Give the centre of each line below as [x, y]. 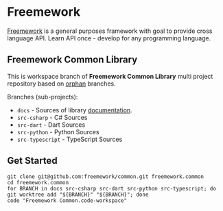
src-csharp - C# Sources [52, 117]
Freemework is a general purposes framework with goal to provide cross [110, 31]
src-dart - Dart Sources [51, 125]
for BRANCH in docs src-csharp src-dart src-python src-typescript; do [111, 188]
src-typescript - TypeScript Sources [70, 139]
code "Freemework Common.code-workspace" [67, 200]
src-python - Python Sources [58, 132]
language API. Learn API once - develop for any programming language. [109, 38]
